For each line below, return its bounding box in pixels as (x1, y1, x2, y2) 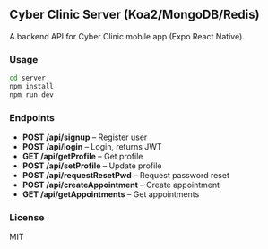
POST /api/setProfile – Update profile (22, 160, 162, 171)
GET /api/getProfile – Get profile (22, 151, 143, 162)
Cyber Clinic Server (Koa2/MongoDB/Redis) (9, 7, 260, 22)
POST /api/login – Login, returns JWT (22, 142, 163, 152)
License (9, 210, 45, 223)
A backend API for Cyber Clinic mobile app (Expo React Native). (9, 30, 245, 41)
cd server (9, 73, 47, 83)
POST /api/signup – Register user (22, 132, 148, 142)
